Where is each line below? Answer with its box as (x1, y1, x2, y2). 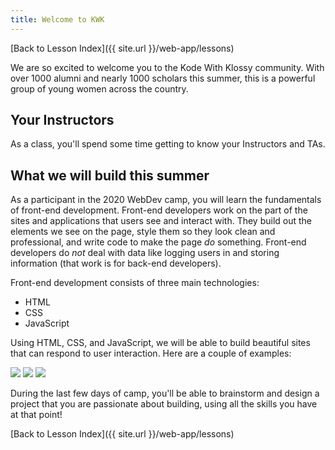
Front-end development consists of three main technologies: (10, 277, 260, 289)
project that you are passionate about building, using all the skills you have (10, 398, 318, 410)
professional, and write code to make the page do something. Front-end (10, 236, 307, 248)
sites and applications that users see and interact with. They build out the (10, 215, 313, 227)
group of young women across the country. (10, 82, 189, 95)
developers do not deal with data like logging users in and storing (10, 247, 280, 259)
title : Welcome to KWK (10, 14, 105, 25)
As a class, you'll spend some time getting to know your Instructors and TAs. (10, 138, 326, 150)
